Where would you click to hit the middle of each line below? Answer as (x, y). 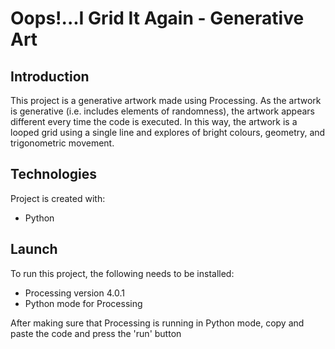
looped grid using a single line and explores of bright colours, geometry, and (168, 132)
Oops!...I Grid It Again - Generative (157, 18)
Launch (34, 249)
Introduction (50, 76)
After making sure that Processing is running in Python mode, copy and (157, 323)
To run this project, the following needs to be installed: (122, 273)
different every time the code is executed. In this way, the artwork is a (154, 121)
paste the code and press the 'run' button (96, 333)
